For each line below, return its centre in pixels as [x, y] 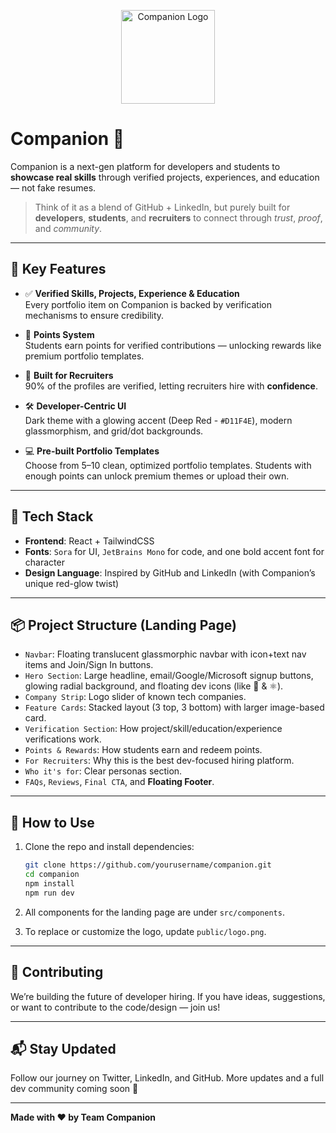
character [44, 562]
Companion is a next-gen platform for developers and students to [145, 166]
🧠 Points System [59, 334]
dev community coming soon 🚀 [74, 1089]
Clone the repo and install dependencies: [109, 847]
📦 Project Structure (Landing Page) [123, 625]
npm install [49, 883]
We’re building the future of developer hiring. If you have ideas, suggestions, [168, 996]
